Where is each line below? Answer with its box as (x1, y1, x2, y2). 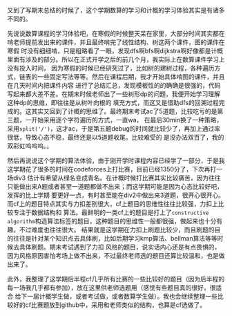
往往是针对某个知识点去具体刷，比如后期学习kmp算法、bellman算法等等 (12, 234, 217, 242)
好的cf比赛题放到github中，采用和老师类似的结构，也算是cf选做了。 (12, 301, 206, 309)
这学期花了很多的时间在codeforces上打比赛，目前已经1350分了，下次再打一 (7, 165, 223, 173)
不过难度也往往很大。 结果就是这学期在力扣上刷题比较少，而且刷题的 (19, 225, 215, 234)
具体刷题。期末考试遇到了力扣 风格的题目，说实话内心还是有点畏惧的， (19, 243, 221, 251)
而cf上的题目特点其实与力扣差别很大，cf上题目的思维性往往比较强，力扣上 (7, 200, 219, 207)
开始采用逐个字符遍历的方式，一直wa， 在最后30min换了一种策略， (30, 116, 223, 124)
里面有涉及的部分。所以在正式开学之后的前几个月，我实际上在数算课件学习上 (7, 55, 225, 64)
